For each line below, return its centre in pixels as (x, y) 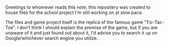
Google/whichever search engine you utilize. (52, 38)
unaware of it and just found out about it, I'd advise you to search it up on (81, 33)
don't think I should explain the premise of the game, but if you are (89, 27)
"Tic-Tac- (154, 22)
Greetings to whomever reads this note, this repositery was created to (78, 7)
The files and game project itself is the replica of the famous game (74, 22)
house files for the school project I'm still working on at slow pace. (74, 12)
